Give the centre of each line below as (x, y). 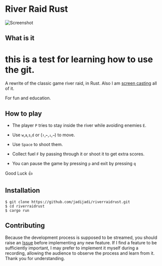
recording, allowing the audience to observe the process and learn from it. (80, 253)
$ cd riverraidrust (25, 206)
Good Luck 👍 (19, 174)
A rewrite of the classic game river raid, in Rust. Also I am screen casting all (81, 83)
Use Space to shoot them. (37, 145)
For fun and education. (28, 98)
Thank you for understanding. (35, 258)
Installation (23, 191)
